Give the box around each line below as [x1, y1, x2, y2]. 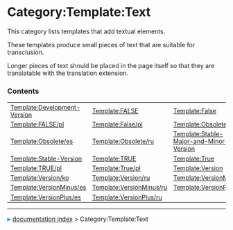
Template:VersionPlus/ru [92, 192, 162, 202]
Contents [7, 86, 40, 96]
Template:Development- [10, 103, 81, 111]
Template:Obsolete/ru [92, 137, 155, 146]
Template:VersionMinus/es [10, 183, 87, 192]
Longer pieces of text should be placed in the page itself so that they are [7, 61, 215, 69]
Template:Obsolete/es [10, 137, 74, 146]
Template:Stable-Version [10, 154, 83, 163]
